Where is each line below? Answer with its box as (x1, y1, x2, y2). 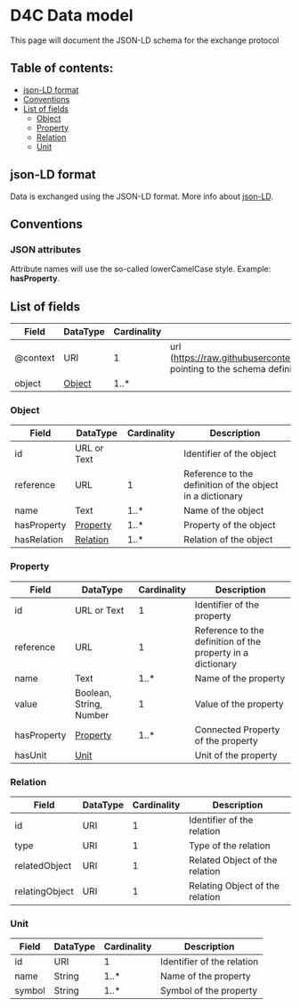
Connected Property (194, 723, 280, 736)
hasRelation (14, 533, 64, 546)
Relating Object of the (189, 880, 280, 892)
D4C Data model (10, 5, 134, 26)
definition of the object (182, 479, 279, 492)
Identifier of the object (182, 448, 277, 460)
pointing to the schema (169, 363, 266, 376)
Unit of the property (194, 748, 278, 761)
